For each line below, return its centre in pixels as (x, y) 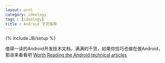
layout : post (19, 10)
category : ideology (26, 15)
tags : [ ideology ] (25, 19)
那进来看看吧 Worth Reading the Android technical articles (66, 55)
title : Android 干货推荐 (31, 24)
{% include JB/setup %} (30, 38)
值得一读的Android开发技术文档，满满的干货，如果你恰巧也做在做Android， (84, 49)
